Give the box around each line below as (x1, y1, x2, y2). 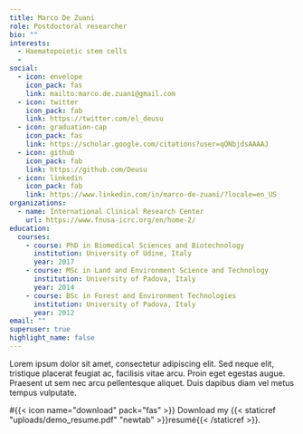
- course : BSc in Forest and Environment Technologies (25, 291, 237, 300)
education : (9, 224, 51, 233)
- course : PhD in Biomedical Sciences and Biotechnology (25, 241, 245, 250)
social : (9, 64, 39, 73)
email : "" (9, 316, 47, 326)
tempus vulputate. (9, 387, 77, 398)
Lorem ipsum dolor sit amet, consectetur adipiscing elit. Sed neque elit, (9, 358, 274, 369)
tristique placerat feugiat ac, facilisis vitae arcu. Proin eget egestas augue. (9, 368, 286, 379)
